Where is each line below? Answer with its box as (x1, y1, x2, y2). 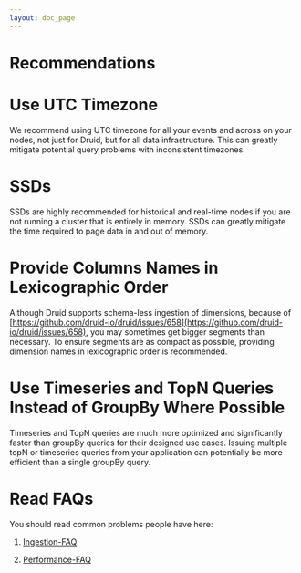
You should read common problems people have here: (9, 518, 213, 529)
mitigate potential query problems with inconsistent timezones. (9, 143, 246, 155)
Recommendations (9, 52, 156, 73)
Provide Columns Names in (9, 257, 219, 278)
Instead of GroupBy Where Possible (9, 397, 285, 418)
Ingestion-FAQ (22, 536, 78, 547)
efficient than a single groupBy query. (9, 456, 151, 467)
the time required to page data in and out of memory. (9, 225, 209, 236)
